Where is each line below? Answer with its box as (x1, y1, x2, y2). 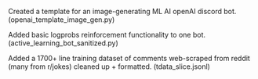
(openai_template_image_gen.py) (8, 15, 115, 24)
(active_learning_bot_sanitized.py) (8, 38, 119, 48)
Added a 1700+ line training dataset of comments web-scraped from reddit (8, 54, 251, 63)
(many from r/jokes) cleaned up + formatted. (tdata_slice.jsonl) (8, 62, 210, 71)
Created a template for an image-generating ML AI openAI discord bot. (8, 7, 237, 16)
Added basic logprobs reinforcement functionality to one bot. (8, 31, 206, 39)
